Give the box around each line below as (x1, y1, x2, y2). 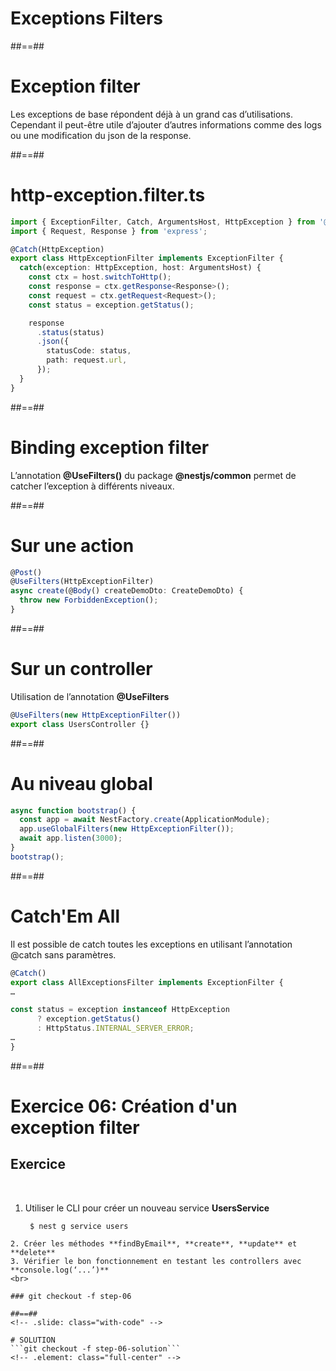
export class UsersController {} (10, 719, 150, 729)
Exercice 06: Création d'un (10, 1095, 238, 1117)
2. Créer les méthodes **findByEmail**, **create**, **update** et (10, 1238, 298, 1249)
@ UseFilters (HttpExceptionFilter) (10, 577, 155, 587)
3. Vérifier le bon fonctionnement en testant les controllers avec (10, 1256, 302, 1266)
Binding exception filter (10, 436, 210, 459)
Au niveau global (10, 772, 153, 795)
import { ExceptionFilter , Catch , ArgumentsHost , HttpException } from (10, 217, 315, 227)
